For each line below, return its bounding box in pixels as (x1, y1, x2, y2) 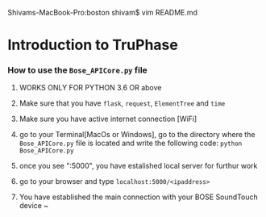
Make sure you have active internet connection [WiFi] (19, 114, 197, 124)
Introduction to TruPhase (7, 36, 178, 54)
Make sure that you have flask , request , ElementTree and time (19, 98, 226, 108)
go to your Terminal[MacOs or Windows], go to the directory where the (19, 130, 256, 140)
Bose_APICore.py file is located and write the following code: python (19, 138, 243, 148)
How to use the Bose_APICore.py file (7, 65, 148, 76)
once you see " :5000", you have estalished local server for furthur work (19, 161, 258, 171)
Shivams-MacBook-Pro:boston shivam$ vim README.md (7, 8, 198, 17)
